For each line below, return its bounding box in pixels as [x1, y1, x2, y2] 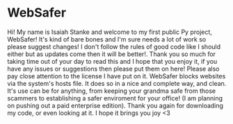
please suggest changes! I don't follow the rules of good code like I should [7, 42, 221, 51]
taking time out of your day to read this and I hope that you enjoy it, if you [7, 57, 218, 65]
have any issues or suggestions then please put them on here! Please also [7, 64, 220, 73]
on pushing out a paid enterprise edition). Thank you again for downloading [7, 101, 224, 109]
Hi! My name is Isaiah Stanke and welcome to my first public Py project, [7, 28, 212, 36]
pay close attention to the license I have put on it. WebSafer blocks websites [7, 71, 226, 80]
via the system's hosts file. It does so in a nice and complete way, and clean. [7, 79, 227, 87]
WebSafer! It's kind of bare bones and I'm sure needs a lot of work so [7, 35, 207, 43]
